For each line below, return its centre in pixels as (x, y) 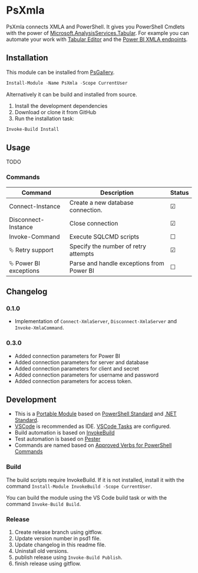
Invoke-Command (34, 236)
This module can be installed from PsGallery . (60, 72)
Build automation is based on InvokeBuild (65, 433)
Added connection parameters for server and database (82, 362)
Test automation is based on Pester (57, 439)
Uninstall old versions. (42, 551)
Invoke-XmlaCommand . (39, 328)
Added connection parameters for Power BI (67, 356)
